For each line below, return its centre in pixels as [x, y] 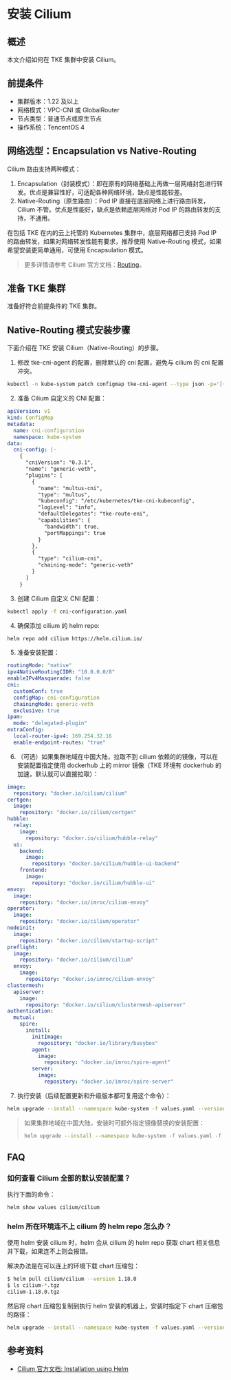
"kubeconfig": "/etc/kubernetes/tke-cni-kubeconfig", [116, 501]
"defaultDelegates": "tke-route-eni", [93, 514]
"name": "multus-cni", [70, 488]
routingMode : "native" [40, 666]
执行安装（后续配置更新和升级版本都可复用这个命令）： [94, 1095]
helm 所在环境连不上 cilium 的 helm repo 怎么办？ [89, 1226]
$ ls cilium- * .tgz [33, 1286]
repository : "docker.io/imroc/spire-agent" [107, 1062]
